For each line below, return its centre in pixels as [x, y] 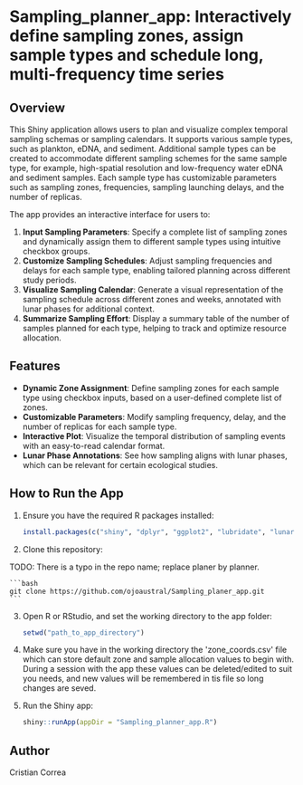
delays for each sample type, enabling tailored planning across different [156, 270]
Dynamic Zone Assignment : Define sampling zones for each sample [151, 388]
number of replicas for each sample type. [99, 426]
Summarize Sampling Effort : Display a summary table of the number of [156, 318]
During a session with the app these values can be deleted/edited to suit [157, 669]
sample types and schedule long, [137, 55]
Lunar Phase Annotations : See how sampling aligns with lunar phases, [155, 455]
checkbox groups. [56, 251]
